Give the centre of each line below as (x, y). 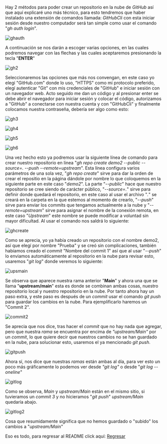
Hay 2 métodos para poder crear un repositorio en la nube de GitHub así (80, 7)
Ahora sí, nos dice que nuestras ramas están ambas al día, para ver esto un (83, 361)
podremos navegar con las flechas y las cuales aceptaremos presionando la (83, 53)
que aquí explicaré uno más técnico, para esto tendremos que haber (75, 12)
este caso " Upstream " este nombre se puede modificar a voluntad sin (77, 216)
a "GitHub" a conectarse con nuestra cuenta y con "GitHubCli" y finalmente (83, 104)
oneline (13, 372)
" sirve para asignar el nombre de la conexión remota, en (100, 210)
